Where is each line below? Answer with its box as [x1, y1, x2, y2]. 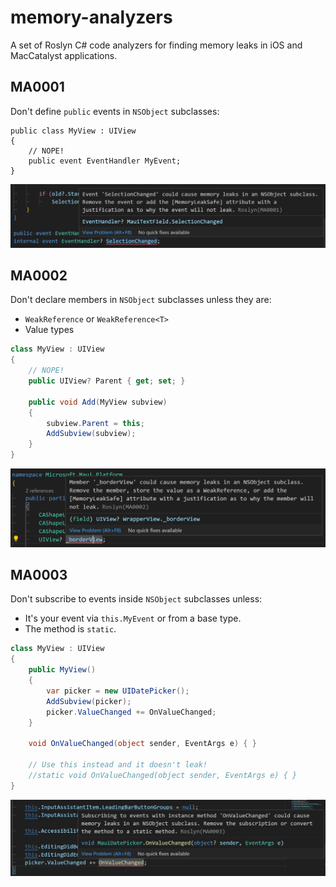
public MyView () [28, 665, 97, 675]
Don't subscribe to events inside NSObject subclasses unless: [10, 593, 263, 605]
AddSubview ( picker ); [46, 696, 132, 706]
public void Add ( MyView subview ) [28, 397, 168, 407]
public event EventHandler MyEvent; [28, 156, 182, 166]
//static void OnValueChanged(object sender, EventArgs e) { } [28, 770, 298, 780]
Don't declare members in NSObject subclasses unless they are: [10, 294, 272, 306]
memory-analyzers [10, 6, 173, 29]
